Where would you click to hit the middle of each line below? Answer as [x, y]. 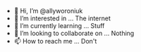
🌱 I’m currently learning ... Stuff [59, 26]
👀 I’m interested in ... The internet [62, 18]
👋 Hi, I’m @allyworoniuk [48, 11]
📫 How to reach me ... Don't [55, 41]
